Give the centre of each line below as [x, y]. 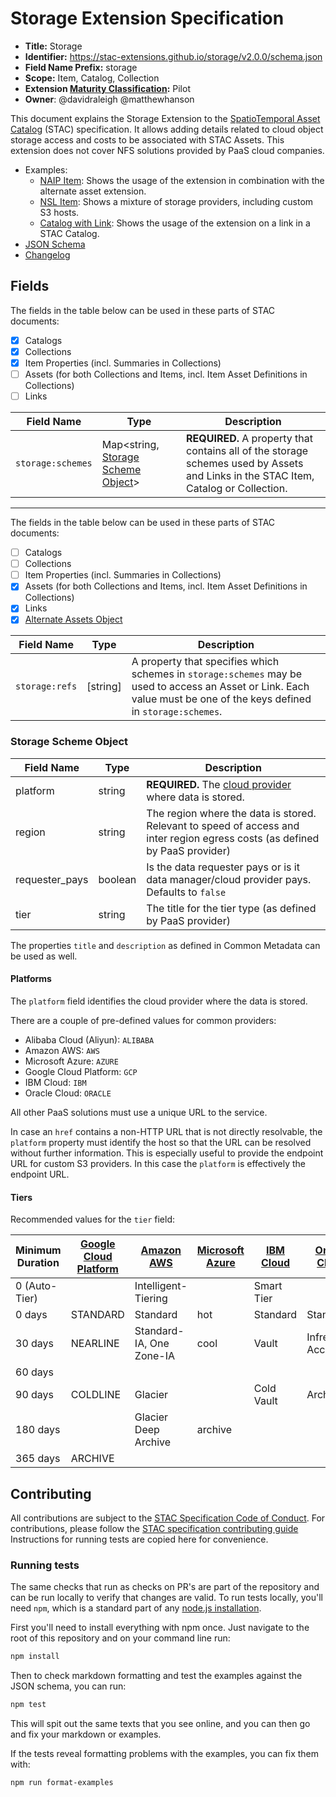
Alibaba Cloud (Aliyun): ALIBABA [89, 1039]
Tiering [151, 1299]
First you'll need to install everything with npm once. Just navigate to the [160, 1628]
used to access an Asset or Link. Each [220, 687]
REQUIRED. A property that [249, 439]
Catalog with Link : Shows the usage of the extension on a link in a [175, 223]
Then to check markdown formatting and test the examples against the [156, 1676]
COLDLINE [96, 1395]
